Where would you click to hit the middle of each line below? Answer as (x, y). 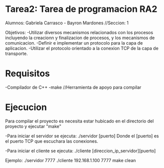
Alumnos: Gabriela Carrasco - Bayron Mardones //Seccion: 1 (67, 23)
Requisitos (28, 74)
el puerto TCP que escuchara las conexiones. (52, 141)
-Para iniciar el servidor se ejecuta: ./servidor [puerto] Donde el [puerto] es (82, 136)
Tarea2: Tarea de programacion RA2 (81, 9)
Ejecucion (26, 107)
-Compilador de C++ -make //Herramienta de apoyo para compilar (73, 87)
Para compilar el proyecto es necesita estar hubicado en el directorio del (80, 121)
